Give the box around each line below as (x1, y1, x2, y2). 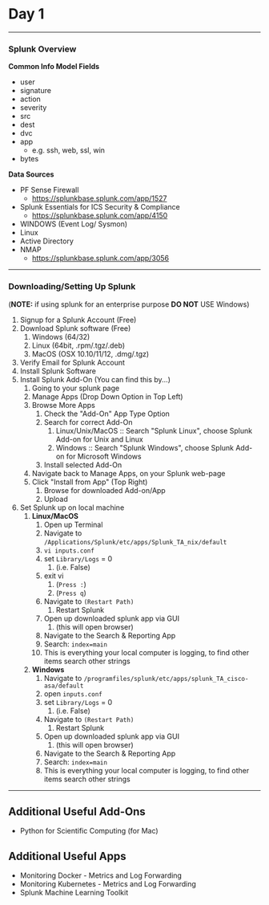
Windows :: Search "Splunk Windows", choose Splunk (55, 442, 235, 452)
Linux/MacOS (31, 511, 78, 520)
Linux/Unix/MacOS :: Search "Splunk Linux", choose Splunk (55, 426, 253, 435)
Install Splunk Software (19, 366, 96, 376)
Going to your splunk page (31, 383, 120, 393)
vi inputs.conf (43, 547, 94, 555)
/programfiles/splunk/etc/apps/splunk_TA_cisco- (83, 675, 249, 683)
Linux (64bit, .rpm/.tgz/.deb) (31, 340, 126, 350)
